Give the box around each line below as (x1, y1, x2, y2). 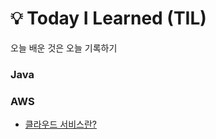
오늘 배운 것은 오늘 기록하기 (10, 42, 118, 54)
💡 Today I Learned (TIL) (10, 7, 207, 30)
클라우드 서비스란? (24, 118, 97, 131)
